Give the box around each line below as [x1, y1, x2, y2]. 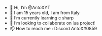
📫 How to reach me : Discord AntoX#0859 [9, 26, 97, 31]
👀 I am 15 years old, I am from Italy [9, 10, 80, 16]
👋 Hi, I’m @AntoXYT [9, 5, 51, 10]
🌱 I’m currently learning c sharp [9, 15, 74, 20]
